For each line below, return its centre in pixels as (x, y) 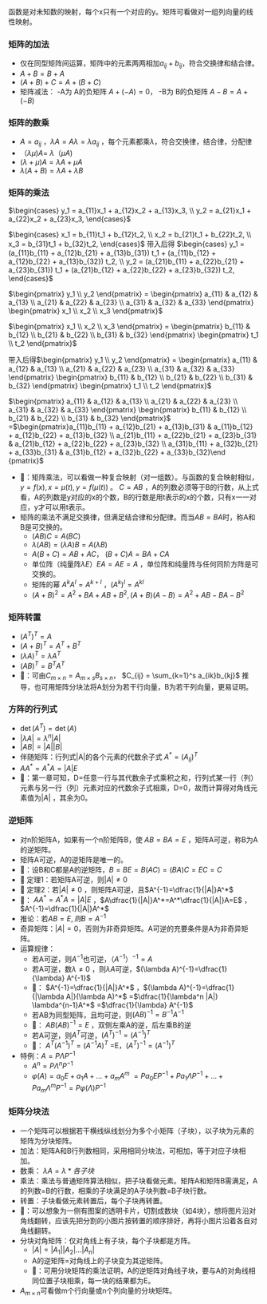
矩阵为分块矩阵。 (48, 1140)
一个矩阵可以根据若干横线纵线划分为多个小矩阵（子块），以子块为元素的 (137, 1131)
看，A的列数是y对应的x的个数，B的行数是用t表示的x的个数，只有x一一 (134, 497)
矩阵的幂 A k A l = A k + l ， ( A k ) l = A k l (88, 584)
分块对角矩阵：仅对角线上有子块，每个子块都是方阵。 (107, 1240)
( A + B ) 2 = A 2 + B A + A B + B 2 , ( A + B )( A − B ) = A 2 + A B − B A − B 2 (138, 594)
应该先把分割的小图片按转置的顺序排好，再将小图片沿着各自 (153, 1220)
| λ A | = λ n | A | (40, 737)
